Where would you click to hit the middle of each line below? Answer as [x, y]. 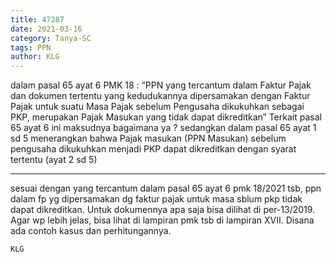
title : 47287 [37, 19]
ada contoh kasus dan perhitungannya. [91, 231]
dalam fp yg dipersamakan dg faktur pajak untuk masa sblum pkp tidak [156, 199]
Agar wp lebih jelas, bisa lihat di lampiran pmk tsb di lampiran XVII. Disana [162, 220]
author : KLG [35, 57]
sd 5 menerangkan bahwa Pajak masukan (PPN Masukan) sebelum [148, 138]
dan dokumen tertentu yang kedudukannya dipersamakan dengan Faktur [160, 96]
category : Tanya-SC [51, 38]
